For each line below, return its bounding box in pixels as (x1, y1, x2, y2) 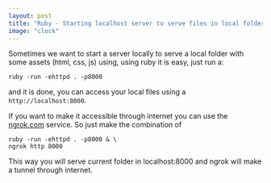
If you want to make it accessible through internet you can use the (8, 111, 228, 121)
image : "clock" (8, 27, 60, 35)
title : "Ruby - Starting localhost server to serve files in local (8, 19, 240, 27)
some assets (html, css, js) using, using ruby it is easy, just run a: (8, 57, 224, 67)
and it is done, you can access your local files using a (8, 87, 186, 97)
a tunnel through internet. (8, 165, 93, 175)
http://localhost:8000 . (8, 96, 87, 106)
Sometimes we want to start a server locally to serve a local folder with (8, 49, 244, 59)
